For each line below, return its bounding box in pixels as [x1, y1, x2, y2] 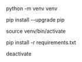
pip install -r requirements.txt [6, 39, 76, 46]
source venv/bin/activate [6, 27, 66, 35]
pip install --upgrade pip [6, 16, 65, 23]
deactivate [6, 50, 32, 57]
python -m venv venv [6, 5, 57, 12]
